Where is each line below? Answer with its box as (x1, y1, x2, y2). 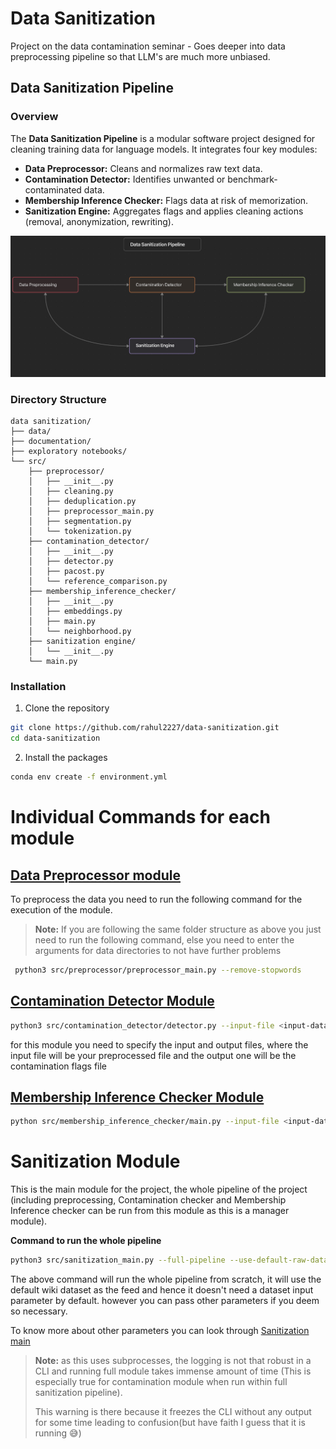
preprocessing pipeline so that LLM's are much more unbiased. (10, 50, 271, 62)
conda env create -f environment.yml (10, 772, 168, 782)
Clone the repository (24, 702, 110, 714)
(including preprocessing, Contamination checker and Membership (10, 1194, 287, 1206)
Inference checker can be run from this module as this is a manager (10, 1205, 290, 1217)
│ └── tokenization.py (28, 527, 132, 537)
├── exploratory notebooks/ (10, 447, 128, 457)
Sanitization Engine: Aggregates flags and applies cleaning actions (24, 205, 304, 217)
